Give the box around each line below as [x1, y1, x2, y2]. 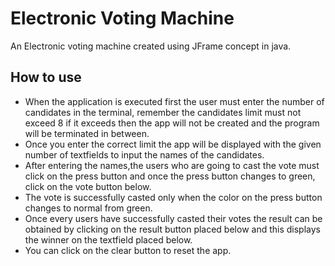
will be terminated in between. [24, 127, 150, 139]
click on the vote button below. [24, 180, 152, 192]
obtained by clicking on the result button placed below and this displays [24, 223, 321, 235]
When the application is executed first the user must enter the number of [24, 95, 325, 107]
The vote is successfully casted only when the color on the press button [24, 191, 323, 203]
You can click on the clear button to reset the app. [24, 244, 232, 256]
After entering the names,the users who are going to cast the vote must [24, 159, 320, 171]
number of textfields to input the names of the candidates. [24, 148, 265, 161]
